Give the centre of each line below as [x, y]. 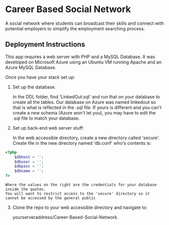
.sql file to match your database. [46, 118]
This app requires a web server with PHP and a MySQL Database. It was [80, 57]
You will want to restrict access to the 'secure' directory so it [78, 194]
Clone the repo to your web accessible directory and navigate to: [80, 207]
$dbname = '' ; [29, 171]
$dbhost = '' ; [29, 157]
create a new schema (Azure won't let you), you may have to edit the [84, 112]
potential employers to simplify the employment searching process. [75, 28]
